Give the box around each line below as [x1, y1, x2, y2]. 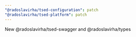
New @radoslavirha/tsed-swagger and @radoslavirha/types [5, 26, 131, 32]
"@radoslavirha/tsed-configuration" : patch [5, 7, 99, 13]
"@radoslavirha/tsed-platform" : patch [5, 12, 87, 17]
